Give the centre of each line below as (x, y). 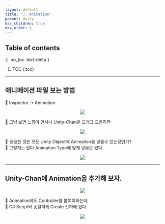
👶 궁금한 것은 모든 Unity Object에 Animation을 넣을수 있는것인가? (68, 141)
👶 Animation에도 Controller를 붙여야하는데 (46, 200)
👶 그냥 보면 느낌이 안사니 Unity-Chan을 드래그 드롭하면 (58, 122)
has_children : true (25, 23)
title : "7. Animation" (28, 14)
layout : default (22, 10)
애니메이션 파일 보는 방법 (40, 91)
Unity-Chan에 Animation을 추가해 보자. (64, 179)
